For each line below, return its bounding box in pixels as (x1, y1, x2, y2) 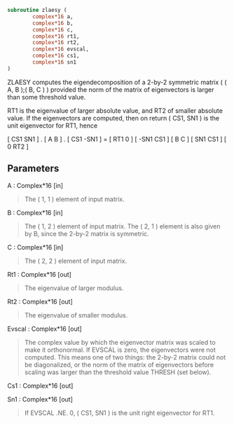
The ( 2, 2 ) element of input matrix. (24, 257, 128, 265)
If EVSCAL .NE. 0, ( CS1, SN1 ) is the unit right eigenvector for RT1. (24, 409, 215, 417)
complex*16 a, (32, 13, 74, 20)
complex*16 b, (32, 20, 74, 27)
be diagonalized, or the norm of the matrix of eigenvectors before (24, 360, 214, 369)
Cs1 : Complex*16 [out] (7, 381, 74, 390)
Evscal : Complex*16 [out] (7, 324, 82, 333)
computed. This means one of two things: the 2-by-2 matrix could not (24, 353, 226, 361)
